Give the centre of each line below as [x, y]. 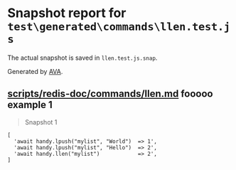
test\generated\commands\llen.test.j [119, 27]
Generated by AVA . [35, 71]
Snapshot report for [67, 13]
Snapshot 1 [41, 122]
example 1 [30, 105]
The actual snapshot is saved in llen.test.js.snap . [82, 58]
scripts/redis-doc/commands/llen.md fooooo [110, 94]
